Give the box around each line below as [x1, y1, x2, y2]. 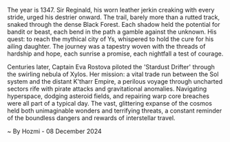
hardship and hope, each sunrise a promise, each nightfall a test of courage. [7, 49, 224, 58]
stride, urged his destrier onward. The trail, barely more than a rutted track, [7, 13, 220, 21]
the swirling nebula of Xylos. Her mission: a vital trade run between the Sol [7, 70, 219, 78]
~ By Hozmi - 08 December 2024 [7, 127, 102, 135]
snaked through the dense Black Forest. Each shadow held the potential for [7, 21, 220, 28]
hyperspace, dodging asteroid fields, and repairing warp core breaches [7, 92, 210, 100]
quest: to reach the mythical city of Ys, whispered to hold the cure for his [7, 35, 214, 43]
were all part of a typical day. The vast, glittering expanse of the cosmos [7, 99, 212, 107]
